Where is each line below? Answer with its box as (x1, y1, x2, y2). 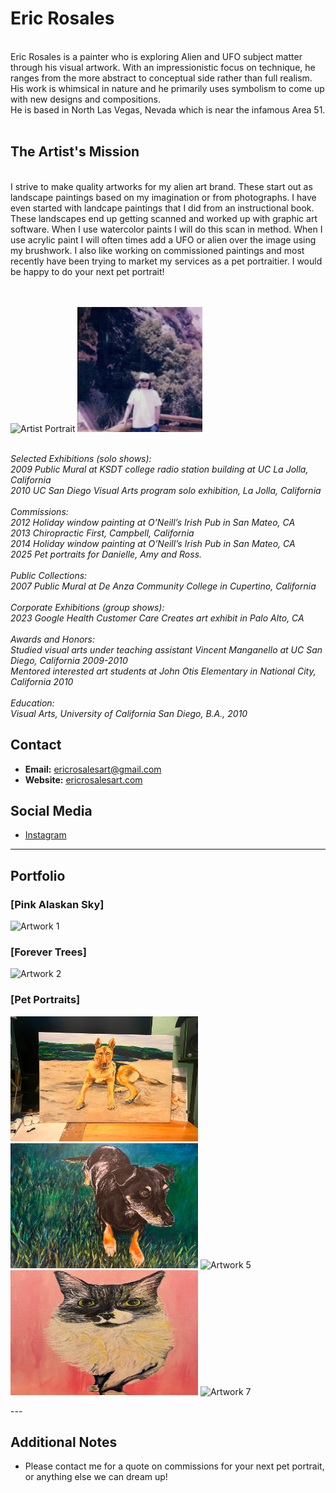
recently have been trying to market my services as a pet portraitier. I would (10, 255, 323, 267)
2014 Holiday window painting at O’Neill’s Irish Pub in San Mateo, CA (10, 537, 296, 549)
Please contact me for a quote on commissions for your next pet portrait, (24, 1460, 325, 1472)
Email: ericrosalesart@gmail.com (24, 763, 162, 775)
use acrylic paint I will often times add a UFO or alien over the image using (10, 233, 317, 246)
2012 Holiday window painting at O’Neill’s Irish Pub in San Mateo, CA (10, 516, 296, 528)
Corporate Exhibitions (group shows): (10, 601, 165, 613)
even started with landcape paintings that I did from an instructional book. (10, 202, 315, 214)
